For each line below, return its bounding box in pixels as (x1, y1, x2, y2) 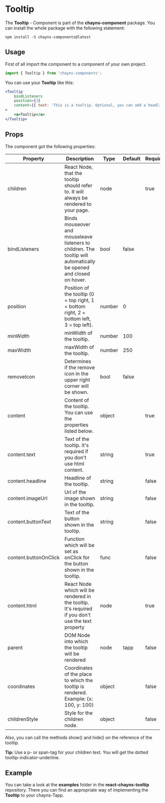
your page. (64, 206, 89, 213)
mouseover (64, 221, 91, 228)
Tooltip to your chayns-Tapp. (5, 792, 64, 798)
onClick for (64, 554, 90, 561)
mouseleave (64, 233, 93, 240)
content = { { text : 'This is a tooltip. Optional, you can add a (14, 103, 146, 108)
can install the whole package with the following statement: (5, 25, 125, 31)
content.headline (7, 477, 47, 484)
